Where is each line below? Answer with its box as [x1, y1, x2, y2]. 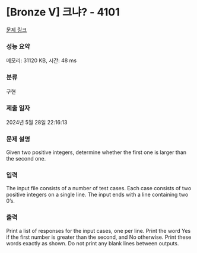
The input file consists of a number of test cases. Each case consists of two [6, 185, 192, 192]
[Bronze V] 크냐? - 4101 [6, 5, 120, 19]
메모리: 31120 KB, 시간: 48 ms [6, 57, 77, 64]
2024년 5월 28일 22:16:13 [6, 119, 68, 126]
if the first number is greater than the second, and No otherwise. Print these [6, 233, 192, 241]
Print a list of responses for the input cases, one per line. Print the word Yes [6, 227, 191, 234]
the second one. [6, 155, 46, 162]
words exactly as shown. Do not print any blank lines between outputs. [6, 239, 179, 246]
